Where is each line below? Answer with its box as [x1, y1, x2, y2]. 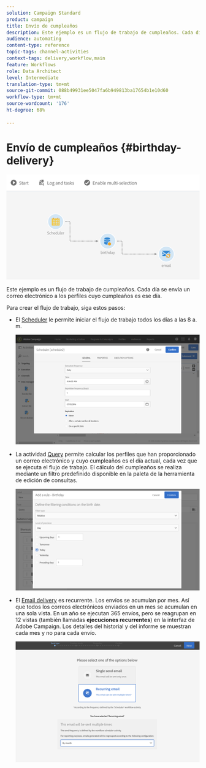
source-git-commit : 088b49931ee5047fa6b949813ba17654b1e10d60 [6, 88, 169, 94]
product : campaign [6, 16, 53, 23]
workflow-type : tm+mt [6, 94, 62, 101]
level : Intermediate [6, 74, 59, 81]
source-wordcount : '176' [6, 101, 70, 107]
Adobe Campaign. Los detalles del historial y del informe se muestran [15, 623, 191, 630]
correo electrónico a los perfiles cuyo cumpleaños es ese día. [6, 292, 162, 300]
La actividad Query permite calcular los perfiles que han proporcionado [15, 451, 196, 458]
